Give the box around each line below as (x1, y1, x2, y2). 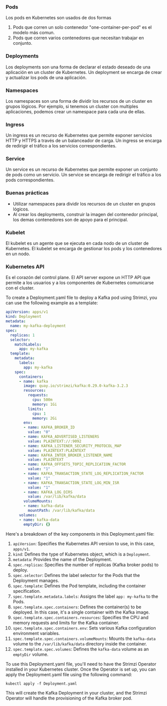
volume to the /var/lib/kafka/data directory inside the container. (12, 640, 147, 646)
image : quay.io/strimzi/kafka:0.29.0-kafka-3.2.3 (23, 383, 128, 388)
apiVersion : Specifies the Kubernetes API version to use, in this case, (12, 540, 155, 547)
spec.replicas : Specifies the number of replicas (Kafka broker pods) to (12, 562, 159, 567)
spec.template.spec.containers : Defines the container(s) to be (12, 604, 142, 610)
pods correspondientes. (5, 177, 55, 183)
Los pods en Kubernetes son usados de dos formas (5, 15, 111, 21)
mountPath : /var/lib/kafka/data (27, 508, 95, 513)
